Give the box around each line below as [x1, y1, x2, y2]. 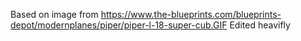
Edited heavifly [229, 19, 291, 31]
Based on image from [10, 9, 99, 20]
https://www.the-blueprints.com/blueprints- [100, 9, 282, 20]
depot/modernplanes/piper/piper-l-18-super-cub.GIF [10, 19, 228, 31]
